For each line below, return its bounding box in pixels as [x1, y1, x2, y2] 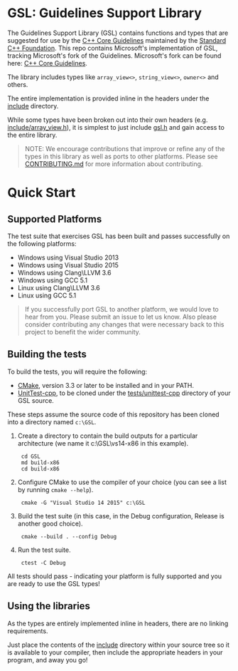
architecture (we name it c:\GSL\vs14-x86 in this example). [17, 439, 189, 447]
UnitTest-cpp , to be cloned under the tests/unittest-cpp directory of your [17, 389, 231, 397]
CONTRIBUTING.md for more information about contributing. [24, 159, 203, 168]
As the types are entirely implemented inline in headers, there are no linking [7, 619, 229, 628]
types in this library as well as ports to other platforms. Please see [24, 152, 218, 160]
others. [7, 80, 28, 88]
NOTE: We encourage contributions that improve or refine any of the [24, 144, 225, 153]
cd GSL [21, 453, 40, 460]
